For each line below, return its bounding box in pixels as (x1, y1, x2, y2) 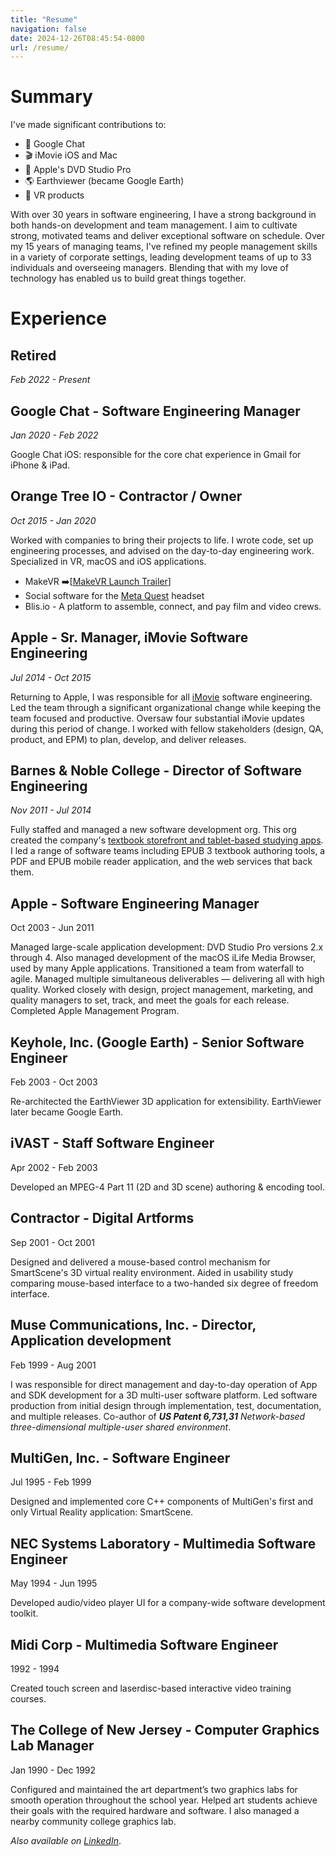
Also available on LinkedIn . (10, 1834, 122, 1846)
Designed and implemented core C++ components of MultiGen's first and (10, 1496, 313, 1508)
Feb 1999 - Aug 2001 (10, 1359, 97, 1371)
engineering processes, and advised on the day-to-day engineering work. (10, 544, 315, 556)
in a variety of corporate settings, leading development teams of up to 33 (10, 251, 312, 263)
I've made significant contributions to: (10, 119, 167, 131)
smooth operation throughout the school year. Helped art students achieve (10, 1794, 318, 1806)
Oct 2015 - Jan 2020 (10, 514, 97, 526)
